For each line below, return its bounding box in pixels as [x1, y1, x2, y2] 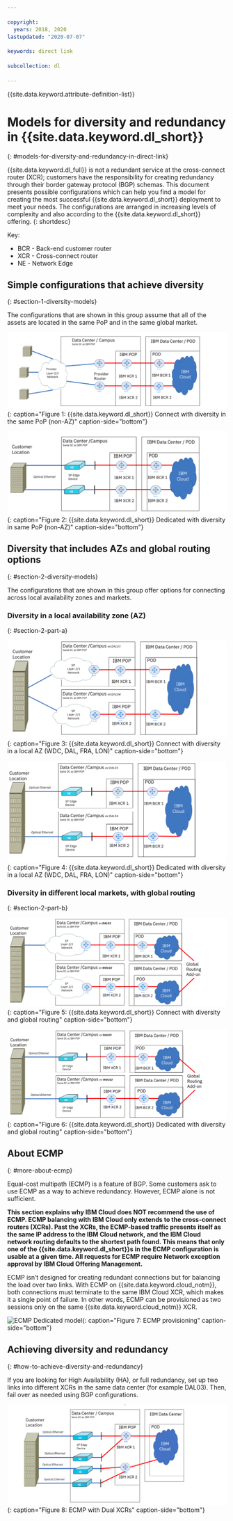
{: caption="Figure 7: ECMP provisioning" [82, 1316, 200, 1324]
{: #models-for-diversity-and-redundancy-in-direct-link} [7, 152, 169, 160]
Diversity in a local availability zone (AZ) [7, 611, 146, 620]
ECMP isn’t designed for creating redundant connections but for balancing [7, 1273, 220, 1281]
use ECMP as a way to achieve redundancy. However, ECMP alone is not [7, 1186, 216, 1196]
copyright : [7, 18, 39, 26]
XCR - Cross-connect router [17, 251, 99, 260]
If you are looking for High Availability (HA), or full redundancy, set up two [7, 1376, 218, 1384]
